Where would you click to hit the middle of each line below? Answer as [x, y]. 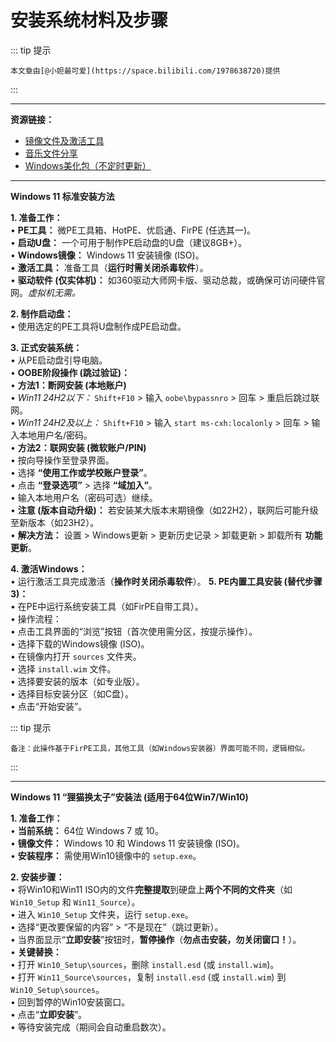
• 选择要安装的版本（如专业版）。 [77, 681]
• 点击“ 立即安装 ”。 [49, 1014]
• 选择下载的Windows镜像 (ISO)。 [80, 643]
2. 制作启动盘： [42, 313]
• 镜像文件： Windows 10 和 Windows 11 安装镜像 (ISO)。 [127, 843]
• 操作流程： [36, 618]
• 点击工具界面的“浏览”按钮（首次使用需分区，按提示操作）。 [134, 631]
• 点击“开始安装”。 [49, 706]
